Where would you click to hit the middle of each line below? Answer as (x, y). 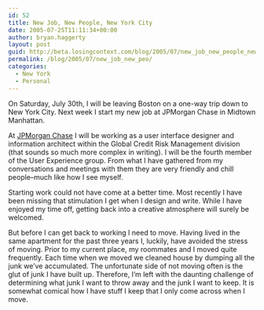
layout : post (29, 45)
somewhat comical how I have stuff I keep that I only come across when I (126, 290)
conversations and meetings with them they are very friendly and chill (121, 169)
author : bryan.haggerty (47, 37)
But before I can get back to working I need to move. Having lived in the (124, 232)
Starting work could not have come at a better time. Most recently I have (125, 192)
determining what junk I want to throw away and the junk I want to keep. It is (131, 283)
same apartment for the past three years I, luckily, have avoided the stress (128, 241)
